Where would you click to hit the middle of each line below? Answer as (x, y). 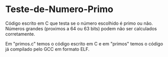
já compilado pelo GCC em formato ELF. (47, 49)
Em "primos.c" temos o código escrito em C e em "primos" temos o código (84, 43)
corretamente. (20, 34)
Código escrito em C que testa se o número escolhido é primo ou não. (79, 23)
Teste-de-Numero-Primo (59, 9)
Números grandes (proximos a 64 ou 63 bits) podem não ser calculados (81, 28)
